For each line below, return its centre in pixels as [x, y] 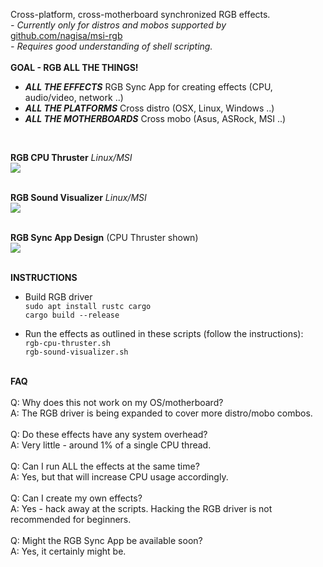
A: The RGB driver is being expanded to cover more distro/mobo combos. [161, 413]
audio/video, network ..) [74, 97]
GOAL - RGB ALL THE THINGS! [74, 67]
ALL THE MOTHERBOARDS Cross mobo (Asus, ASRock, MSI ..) [155, 118]
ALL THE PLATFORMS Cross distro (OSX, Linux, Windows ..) [149, 108]
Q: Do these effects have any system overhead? [109, 434]
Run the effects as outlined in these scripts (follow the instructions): [164, 333]
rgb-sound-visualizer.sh [76, 352]
